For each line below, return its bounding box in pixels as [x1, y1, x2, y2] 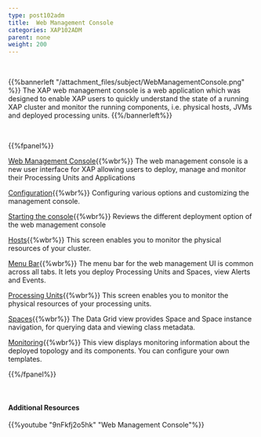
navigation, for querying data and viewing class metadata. [8, 322, 196, 332]
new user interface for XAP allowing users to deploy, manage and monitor [8, 165, 247, 174]
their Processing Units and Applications [8, 173, 136, 183]
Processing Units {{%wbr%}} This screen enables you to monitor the [8, 291, 229, 300]
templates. [8, 355, 42, 364]
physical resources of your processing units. [8, 299, 152, 308]
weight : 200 [8, 41, 47, 49]
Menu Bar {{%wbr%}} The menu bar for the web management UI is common [8, 259, 254, 268]
